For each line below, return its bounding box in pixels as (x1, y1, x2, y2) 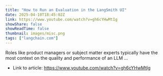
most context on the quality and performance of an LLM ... (5, 55, 128, 61)
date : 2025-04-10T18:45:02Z (5, 12, 65, 17)
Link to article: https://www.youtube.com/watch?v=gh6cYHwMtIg (12, 64, 151, 71)
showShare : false (5, 21, 42, 27)
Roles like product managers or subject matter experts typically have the (5, 49, 158, 56)
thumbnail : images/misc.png (5, 31, 65, 36)
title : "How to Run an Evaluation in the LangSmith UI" (5, 7, 127, 13)
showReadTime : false (5, 26, 50, 31)
